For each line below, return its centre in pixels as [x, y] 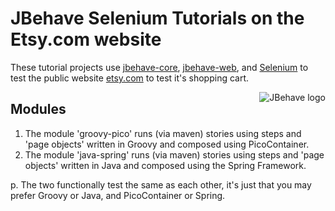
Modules [38, 109]
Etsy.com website [86, 39]
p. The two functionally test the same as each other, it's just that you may [161, 184]
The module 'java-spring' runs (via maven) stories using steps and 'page [174, 154]
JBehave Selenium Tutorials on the [157, 18]
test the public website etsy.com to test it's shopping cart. [130, 78]
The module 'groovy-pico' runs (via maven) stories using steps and [163, 133]
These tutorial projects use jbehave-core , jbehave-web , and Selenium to [159, 67]
